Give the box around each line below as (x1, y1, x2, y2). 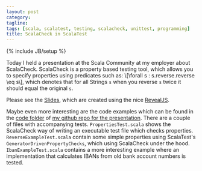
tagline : (6, 20, 28, 26)
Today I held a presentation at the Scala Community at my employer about (6, 59, 191, 67)
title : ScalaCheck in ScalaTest (6, 31, 87, 37)
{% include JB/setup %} (6, 47, 66, 55)
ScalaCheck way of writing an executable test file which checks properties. (6, 127, 194, 134)
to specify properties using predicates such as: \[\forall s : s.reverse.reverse (6, 72, 195, 79)
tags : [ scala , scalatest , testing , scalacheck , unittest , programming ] (6, 25, 190, 32)
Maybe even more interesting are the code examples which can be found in (6, 108, 194, 115)
